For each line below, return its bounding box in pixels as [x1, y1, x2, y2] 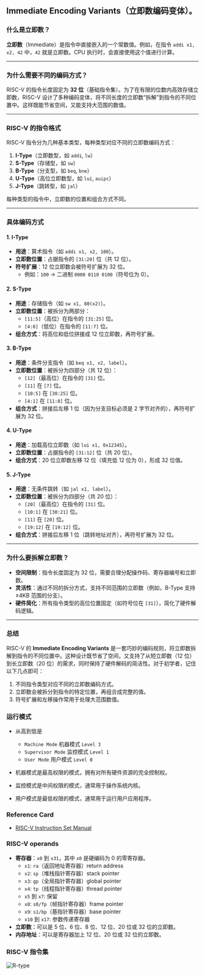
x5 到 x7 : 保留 [24, 892, 58, 900]
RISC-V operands [6, 840, 59, 848]
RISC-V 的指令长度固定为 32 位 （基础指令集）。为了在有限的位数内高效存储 [6, 86, 193, 93]
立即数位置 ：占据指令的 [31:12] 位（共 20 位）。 [15, 449, 136, 456]
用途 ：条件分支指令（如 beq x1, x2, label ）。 [15, 358, 131, 366]
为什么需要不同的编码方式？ [6, 71, 88, 80]
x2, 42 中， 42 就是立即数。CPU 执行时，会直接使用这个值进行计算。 [6, 48, 178, 56]
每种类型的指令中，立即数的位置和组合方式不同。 [6, 195, 129, 203]
